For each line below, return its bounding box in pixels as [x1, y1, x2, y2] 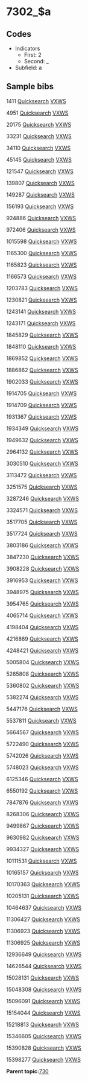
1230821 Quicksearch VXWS [6, 296, 77, 303]
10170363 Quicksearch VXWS [6, 880, 80, 888]
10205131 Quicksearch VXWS [6, 892, 80, 899]
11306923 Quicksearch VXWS [6, 927, 81, 934]
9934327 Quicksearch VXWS [6, 845, 80, 852]
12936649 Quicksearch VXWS [6, 951, 82, 958]
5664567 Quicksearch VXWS [6, 729, 80, 736]
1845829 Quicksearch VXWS [6, 331, 78, 338]
